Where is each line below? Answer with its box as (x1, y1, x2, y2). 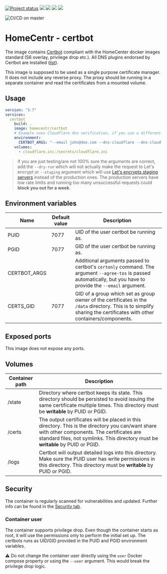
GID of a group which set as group (75, 290, 155, 297)
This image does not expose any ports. (5, 346, 85, 352)
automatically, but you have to (75, 276, 146, 283)
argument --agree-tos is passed (75, 270, 151, 277)
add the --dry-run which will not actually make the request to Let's (17, 164, 155, 170)
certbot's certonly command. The (75, 263, 155, 270)
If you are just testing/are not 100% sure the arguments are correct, (17, 158, 156, 164)
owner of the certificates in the (75, 297, 147, 304)
